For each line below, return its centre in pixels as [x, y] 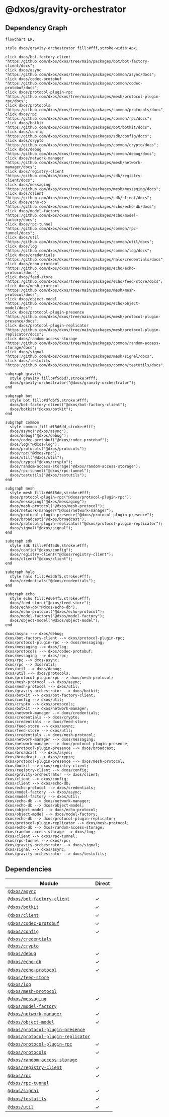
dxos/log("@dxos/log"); [34, 444]
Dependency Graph [36, 28]
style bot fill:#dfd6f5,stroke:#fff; [49, 401]
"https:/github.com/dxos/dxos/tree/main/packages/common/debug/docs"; [81, 154]
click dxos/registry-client [35, 172]
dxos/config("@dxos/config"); [41, 550]
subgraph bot [19, 396]
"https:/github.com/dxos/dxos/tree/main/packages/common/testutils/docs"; [85, 365]
